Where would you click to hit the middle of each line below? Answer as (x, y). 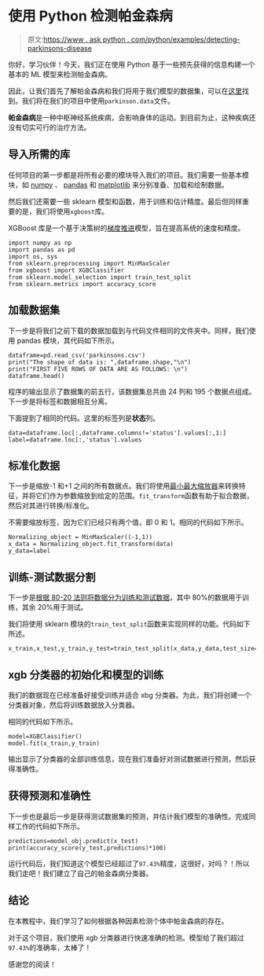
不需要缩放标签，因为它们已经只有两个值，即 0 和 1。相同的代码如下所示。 (128, 523)
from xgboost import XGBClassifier (66, 270)
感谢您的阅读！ (32, 964)
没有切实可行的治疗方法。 (49, 127)
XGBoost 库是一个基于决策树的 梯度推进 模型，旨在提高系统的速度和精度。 (126, 228)
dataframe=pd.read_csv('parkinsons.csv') (77, 355)
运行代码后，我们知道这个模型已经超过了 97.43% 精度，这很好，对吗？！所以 (129, 863)
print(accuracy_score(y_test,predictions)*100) (88, 848)
